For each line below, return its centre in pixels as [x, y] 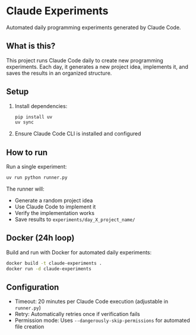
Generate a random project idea [54, 200]
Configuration [33, 287]
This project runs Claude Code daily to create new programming [85, 60]
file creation [29, 327]
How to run [27, 152]
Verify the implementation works [55, 213]
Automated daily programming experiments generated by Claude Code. [94, 27]
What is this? [31, 46]
